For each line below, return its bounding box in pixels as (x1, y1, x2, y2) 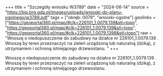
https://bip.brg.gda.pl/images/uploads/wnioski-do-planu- (7, 9, 123, 15)
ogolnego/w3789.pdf (5, 15, 48, 20)
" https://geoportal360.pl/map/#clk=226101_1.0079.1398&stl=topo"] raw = (5, 30, 153, 36)
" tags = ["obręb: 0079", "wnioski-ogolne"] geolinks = (47, 15, 156, 20)
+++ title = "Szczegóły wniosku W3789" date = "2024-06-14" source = (5, 4, 149, 10)
